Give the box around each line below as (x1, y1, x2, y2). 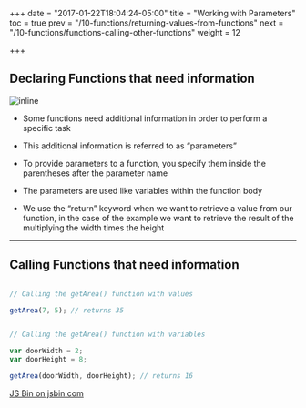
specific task (22, 122, 71, 133)
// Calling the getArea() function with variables (9, 330, 206, 340)
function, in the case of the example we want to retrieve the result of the (22, 212, 294, 223)
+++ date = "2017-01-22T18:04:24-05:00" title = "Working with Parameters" (9, 8, 296, 18)
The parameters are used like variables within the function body (22, 185, 262, 196)
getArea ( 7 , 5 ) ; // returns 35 (9, 305, 125, 315)
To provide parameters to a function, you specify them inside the (22, 158, 267, 168)
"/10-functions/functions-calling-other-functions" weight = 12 (9, 27, 241, 37)
